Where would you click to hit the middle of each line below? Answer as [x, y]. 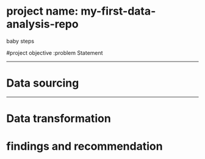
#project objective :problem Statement [55, 52]
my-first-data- [118, 11]
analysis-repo [42, 24]
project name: [42, 11]
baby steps [20, 41]
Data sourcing [43, 83]
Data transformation [59, 118]
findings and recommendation [85, 147]
